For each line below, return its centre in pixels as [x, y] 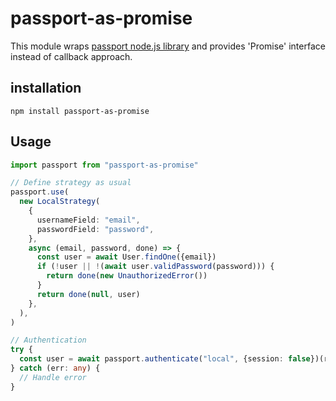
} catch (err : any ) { [55, 368]
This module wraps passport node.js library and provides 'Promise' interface [168, 46]
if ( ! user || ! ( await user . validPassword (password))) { [155, 267]
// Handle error [53, 377]
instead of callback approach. [71, 56]
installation [46, 88]
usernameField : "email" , [88, 220]
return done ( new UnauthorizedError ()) [127, 276]
